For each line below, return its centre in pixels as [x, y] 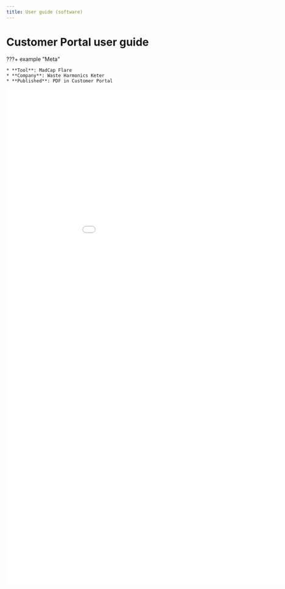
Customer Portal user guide [78, 42]
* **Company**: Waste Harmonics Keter [55, 76]
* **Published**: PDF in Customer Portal [60, 81]
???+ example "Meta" [33, 59]
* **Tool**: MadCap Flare [39, 70]
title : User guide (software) [45, 12]
